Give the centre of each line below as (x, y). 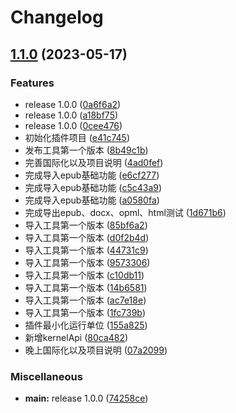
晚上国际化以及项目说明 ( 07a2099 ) (96, 350)
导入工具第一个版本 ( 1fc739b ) (85, 312)
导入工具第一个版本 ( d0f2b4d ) (87, 237)
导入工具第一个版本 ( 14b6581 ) (86, 287)
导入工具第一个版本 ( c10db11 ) (84, 275)
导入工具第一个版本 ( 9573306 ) (87, 262)
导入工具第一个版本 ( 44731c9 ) (86, 250)
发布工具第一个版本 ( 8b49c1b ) (86, 150)
